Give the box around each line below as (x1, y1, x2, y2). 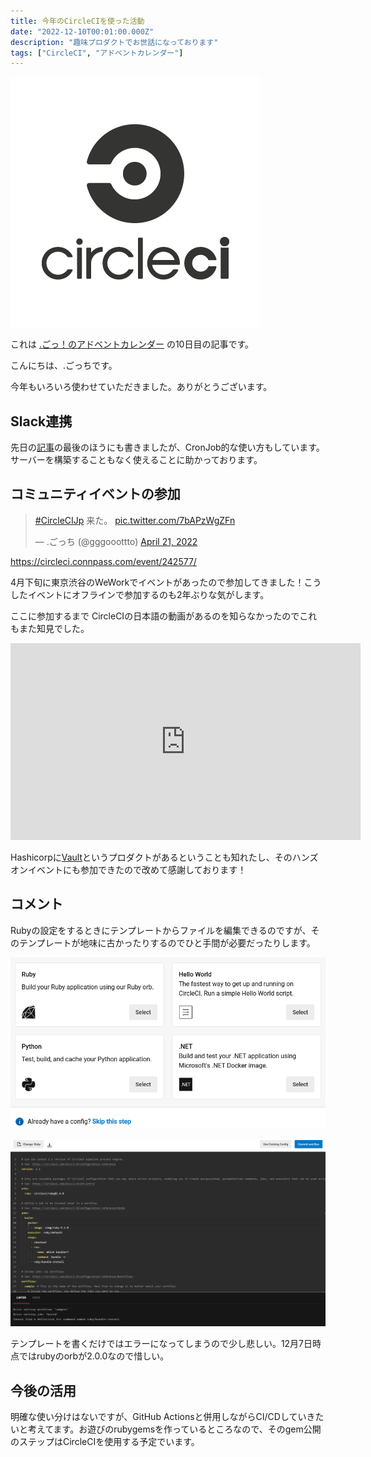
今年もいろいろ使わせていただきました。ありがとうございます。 (10, 381, 273, 393)
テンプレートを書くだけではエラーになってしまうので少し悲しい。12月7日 (10, 1338, 313, 1350)
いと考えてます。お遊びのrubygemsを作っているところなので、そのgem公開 (10, 1423, 322, 1435)
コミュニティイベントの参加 (10, 486, 181, 503)
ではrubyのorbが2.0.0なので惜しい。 (18, 1350, 170, 1362)
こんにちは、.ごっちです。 (10, 360, 118, 372)
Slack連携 (10, 413, 73, 430)
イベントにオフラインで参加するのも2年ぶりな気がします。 (27, 588, 270, 600)
